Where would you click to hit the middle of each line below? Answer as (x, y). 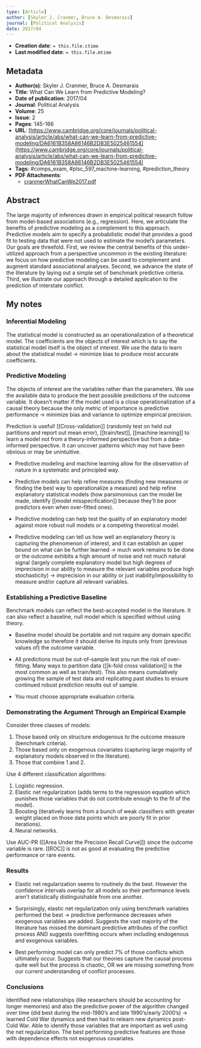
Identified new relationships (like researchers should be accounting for (94, 1000)
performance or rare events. (41, 855)
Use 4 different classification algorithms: (56, 774)
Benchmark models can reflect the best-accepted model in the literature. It (98, 610)
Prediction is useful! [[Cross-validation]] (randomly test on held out (89, 426)
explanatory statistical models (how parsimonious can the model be (98, 494)
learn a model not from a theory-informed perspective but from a (86, 439)
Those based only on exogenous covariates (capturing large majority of (103, 750)
